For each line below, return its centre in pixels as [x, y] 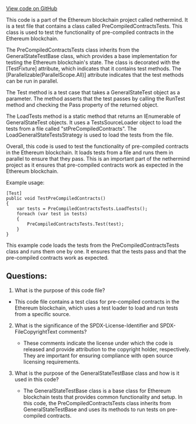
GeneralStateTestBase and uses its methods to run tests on [94, 409]
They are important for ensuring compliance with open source [98, 355]
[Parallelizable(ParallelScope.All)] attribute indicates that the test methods [95, 75]
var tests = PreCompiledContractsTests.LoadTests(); [82, 209]
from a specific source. [42, 314]
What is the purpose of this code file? [60, 290]
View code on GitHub [32, 9]
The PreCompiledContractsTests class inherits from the [73, 50]
